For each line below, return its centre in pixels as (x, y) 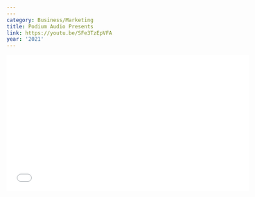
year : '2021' (25, 39)
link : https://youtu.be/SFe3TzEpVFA (59, 33)
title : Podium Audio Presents (50, 26)
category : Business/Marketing (50, 20)
